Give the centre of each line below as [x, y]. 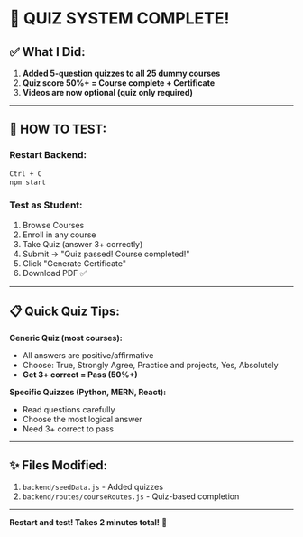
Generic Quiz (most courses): [66, 338]
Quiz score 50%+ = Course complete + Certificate [118, 83]
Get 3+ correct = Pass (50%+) [80, 375]
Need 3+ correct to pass [68, 429]
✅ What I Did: [47, 52]
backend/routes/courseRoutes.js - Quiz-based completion [131, 496]
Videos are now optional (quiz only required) [108, 93]
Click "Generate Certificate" [74, 263]
